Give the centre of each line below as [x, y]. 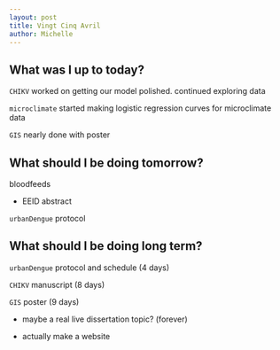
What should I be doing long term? [106, 246]
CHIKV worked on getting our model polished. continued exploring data [137, 91]
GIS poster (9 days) [44, 301]
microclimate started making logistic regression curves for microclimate [140, 108]
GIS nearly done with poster [60, 135]
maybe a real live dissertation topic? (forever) [105, 319]
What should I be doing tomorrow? [106, 163]
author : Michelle [41, 34]
